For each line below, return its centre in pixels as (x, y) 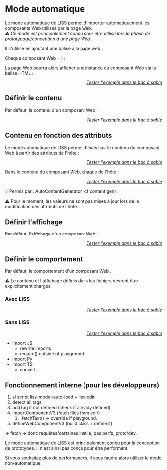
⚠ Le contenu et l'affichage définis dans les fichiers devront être (72, 281)
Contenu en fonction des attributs (59, 135)
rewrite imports (35, 348)
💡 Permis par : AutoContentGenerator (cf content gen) (61, 191)
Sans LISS (17, 322)
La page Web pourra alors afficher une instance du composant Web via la (81, 68)
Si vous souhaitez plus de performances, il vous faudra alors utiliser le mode (83, 458)
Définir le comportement (44, 259)
